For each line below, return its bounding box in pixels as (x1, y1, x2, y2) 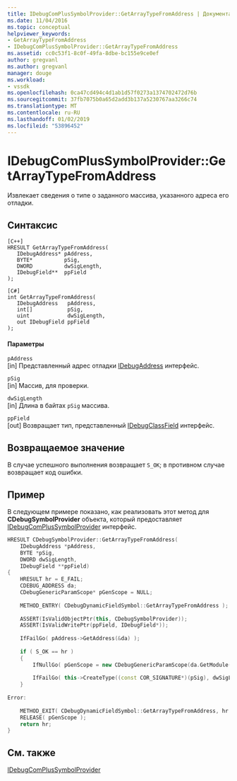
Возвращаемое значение (7, 442, 126, 454)
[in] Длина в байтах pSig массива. (7, 401, 110, 410)
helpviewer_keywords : (7, 30, 71, 38)
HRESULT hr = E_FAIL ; (20, 576, 83, 583)
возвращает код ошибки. (7, 468, 83, 477)
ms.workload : (7, 76, 46, 84)
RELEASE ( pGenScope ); (20, 714, 87, 721)
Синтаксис (7, 219, 58, 231)
